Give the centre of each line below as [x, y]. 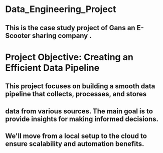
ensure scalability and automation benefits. [75, 144]
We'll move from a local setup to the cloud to [76, 136]
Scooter [18, 35]
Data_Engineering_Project [61, 9]
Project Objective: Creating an [69, 57]
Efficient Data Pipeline [52, 67]
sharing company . [62, 35]
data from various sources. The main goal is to [79, 111]
